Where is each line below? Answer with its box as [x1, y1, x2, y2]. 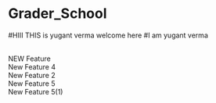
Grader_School [8, 5, 107, 23]
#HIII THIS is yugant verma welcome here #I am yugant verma [8, 30, 209, 40]
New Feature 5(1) [8, 87, 63, 96]
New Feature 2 [8, 70, 56, 80]
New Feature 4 [8, 62, 56, 71]
